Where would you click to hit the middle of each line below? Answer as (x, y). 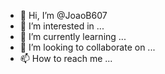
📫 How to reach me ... (66, 58)
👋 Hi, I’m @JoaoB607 (63, 15)
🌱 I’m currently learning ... (73, 36)
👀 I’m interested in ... (62, 26)
